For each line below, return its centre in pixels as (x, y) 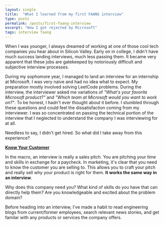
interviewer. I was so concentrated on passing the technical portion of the (80, 113)
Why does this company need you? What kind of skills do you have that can (81, 187)
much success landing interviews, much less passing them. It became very (81, 56)
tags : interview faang (28, 32)
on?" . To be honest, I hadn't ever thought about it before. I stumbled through (82, 102)
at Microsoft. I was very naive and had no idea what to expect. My (71, 82)
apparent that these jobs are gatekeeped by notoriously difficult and (74, 62)
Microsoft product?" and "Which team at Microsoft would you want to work (81, 97)
